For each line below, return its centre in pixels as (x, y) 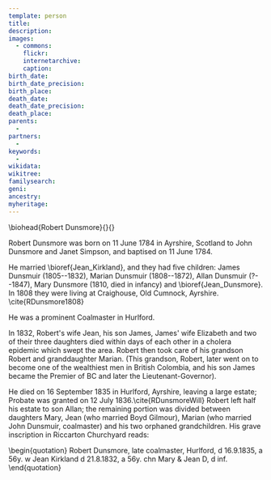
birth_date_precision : (47, 83)
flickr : (36, 53)
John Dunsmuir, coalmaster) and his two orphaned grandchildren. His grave (135, 426)
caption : (38, 69)
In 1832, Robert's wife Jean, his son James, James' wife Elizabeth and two (133, 333)
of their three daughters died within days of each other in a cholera (120, 342)
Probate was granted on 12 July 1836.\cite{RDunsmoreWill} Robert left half (132, 400)
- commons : (34, 46)
